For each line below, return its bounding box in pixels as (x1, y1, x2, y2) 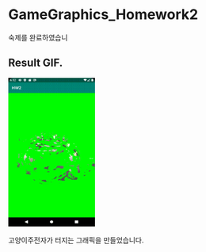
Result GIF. (8, 56, 63, 70)
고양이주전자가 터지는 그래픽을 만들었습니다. (8, 235, 144, 245)
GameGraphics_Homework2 (8, 6, 199, 24)
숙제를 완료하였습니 (8, 32, 68, 42)
